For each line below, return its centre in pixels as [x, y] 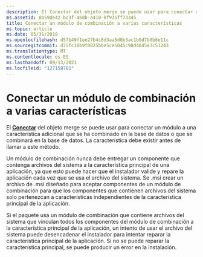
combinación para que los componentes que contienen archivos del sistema [101, 190]
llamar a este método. [33, 147]
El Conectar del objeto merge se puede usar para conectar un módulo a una [101, 128]
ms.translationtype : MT [36, 51]
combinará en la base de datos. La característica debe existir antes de [94, 140]
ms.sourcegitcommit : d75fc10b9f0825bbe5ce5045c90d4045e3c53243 [88, 46]
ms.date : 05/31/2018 [32, 34]
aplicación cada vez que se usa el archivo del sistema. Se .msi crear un [95, 178]
